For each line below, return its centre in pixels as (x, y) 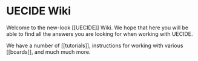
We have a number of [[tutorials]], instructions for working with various (95, 45)
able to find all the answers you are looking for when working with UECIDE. (100, 33)
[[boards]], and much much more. (48, 51)
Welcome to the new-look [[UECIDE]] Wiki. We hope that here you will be (97, 28)
